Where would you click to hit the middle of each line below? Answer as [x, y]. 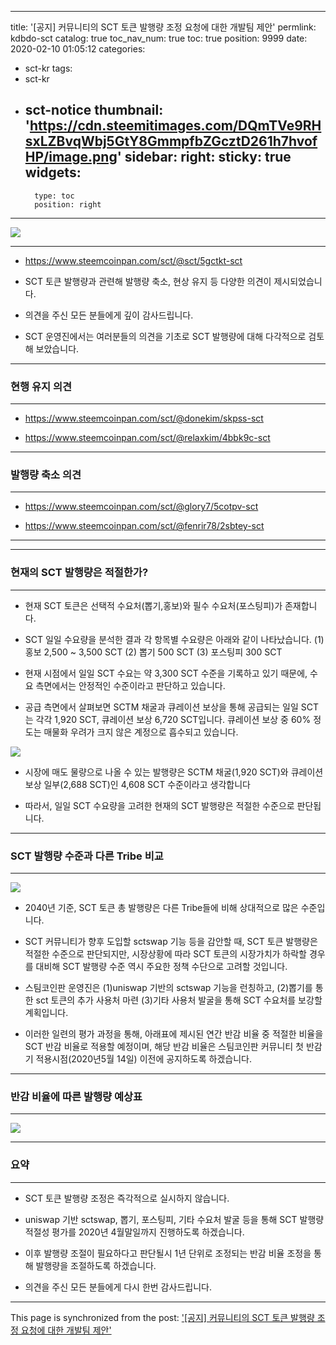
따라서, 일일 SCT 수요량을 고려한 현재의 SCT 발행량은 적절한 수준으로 [159, 805]
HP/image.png [71, 157]
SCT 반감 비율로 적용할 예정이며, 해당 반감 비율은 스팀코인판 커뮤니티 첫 [164, 1046]
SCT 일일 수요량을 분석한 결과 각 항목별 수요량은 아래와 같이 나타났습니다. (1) [174, 639]
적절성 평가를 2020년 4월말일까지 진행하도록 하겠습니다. [134, 1232]
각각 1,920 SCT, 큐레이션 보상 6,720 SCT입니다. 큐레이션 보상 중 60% [173, 719]
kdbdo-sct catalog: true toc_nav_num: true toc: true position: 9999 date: [159, 38]
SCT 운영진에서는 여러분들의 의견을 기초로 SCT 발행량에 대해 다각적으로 [165, 336]
